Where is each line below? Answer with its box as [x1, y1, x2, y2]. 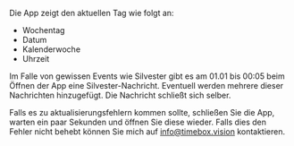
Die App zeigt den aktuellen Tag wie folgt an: [9, 8, 174, 18]
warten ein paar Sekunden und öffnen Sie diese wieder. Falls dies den [9, 116, 266, 127]
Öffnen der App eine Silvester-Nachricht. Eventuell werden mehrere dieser [9, 81, 284, 90]
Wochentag [21, 25, 65, 35]
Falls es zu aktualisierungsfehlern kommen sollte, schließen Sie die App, [9, 107, 275, 117]
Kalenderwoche [21, 44, 81, 55]
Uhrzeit [21, 54, 50, 64]
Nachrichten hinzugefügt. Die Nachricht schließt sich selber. [9, 90, 231, 100]
